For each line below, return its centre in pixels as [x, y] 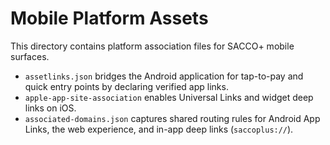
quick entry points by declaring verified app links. [126, 86]
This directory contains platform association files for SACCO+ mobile [152, 46]
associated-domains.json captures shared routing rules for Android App [172, 118]
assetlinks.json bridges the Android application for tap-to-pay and [164, 76]
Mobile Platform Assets [109, 18]
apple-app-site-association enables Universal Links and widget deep [169, 97]
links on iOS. [50, 108]
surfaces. [30, 56]
